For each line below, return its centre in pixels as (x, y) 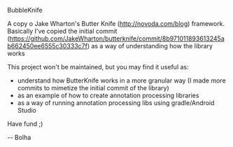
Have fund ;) (25, 124)
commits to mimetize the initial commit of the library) (93, 88)
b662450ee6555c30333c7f (47, 46)
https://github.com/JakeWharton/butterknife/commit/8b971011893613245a (117, 38)
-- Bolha (19, 137)
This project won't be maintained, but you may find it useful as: (98, 67)
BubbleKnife (25, 10)
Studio (27, 110)
